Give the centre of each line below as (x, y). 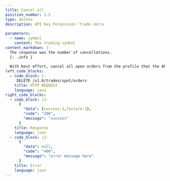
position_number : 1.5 (28, 15)
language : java (30, 90)
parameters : (18, 33)
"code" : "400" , (39, 152)
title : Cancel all (25, 10)
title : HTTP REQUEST (36, 85)
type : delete (19, 19)
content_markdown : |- (28, 48)
